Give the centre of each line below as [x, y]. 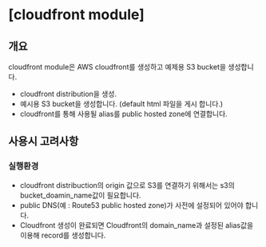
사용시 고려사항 [44, 141]
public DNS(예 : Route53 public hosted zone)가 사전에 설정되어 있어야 [131, 205]
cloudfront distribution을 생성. [68, 94]
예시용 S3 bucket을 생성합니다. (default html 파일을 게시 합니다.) [121, 104]
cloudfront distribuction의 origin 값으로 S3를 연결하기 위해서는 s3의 [127, 185]
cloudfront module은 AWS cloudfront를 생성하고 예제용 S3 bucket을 [117, 67]
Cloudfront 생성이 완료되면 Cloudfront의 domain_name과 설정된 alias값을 [137, 225]
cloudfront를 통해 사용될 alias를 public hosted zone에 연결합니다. [123, 114]
